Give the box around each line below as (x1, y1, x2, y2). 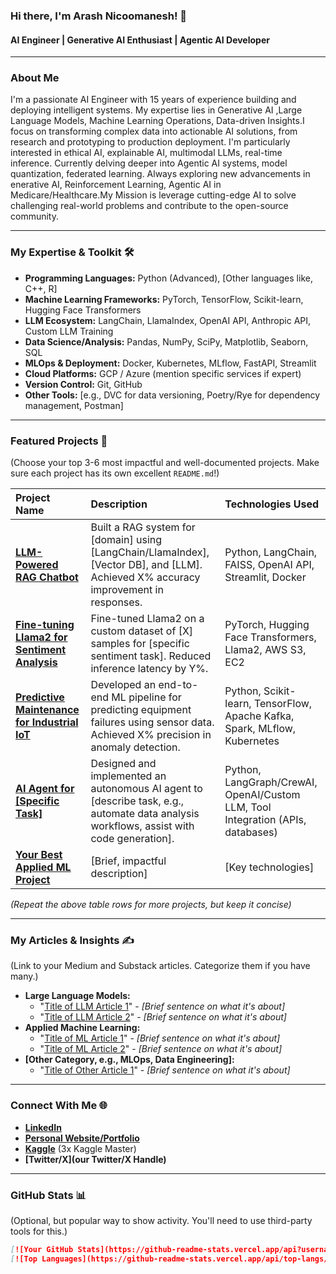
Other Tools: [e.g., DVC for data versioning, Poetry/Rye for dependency (24, 389, 321, 401)
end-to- (158, 678, 199, 692)
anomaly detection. (90, 740, 181, 754)
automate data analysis (90, 807, 200, 821)
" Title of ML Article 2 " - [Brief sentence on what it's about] (39, 1043, 283, 1055)
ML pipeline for (111, 690, 182, 704)
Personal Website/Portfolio (24, 1132, 140, 1144)
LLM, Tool (224, 800, 272, 814)
